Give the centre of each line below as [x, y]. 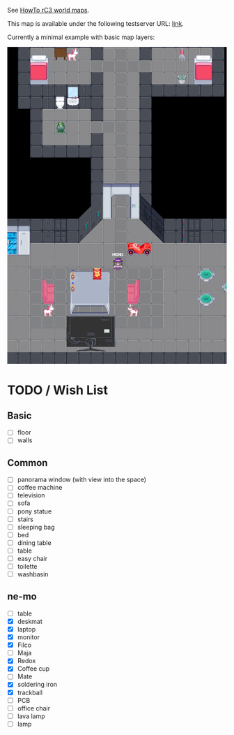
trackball [30, 692]
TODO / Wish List [58, 390]
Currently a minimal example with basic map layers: [81, 37]
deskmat [30, 621]
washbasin [33, 574]
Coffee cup [33, 669]
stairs [25, 519]
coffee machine [40, 488]
